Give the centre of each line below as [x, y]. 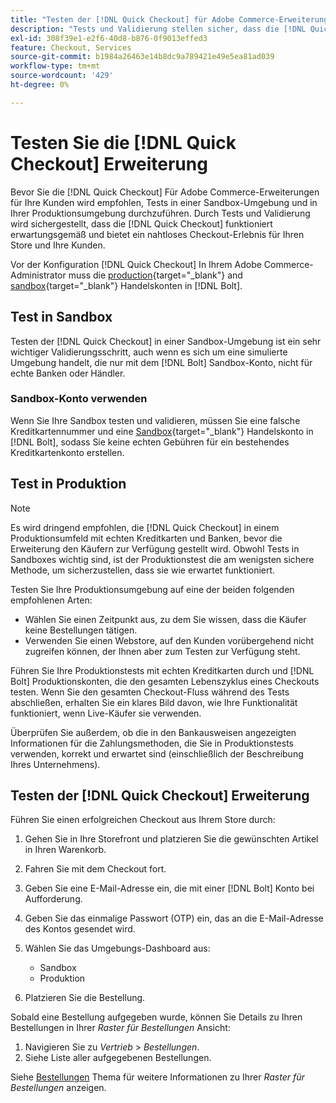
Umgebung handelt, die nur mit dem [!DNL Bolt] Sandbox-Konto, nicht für [161, 362]
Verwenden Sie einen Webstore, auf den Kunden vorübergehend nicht [169, 640]
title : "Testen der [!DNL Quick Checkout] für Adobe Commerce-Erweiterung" [171, 19]
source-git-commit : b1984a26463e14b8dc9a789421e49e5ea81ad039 [142, 57]
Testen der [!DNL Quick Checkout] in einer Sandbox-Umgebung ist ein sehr [166, 341]
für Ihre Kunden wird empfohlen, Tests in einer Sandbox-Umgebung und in [164, 202]
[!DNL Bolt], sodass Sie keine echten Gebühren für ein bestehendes [150, 442]
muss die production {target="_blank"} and [155, 275]
